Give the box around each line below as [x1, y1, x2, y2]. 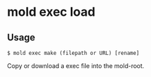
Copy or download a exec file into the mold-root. [7, 62, 145, 69]
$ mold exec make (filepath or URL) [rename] [7, 49, 139, 56]
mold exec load [7, 4, 96, 20]
